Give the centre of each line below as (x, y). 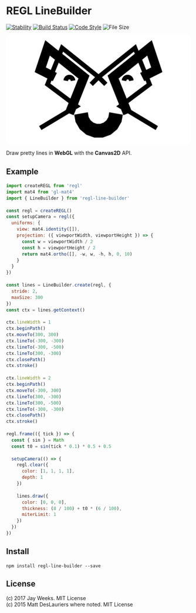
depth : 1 (32, 478)
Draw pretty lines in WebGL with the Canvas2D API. (69, 153)
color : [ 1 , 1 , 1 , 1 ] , (48, 471)
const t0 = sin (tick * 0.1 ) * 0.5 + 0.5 (61, 446)
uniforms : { (26, 223)
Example (22, 171)
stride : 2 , (25, 291)
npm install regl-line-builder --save (53, 566)
